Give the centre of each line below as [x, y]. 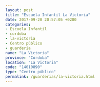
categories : [18, 24]
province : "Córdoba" [27, 58]
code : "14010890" [24, 67]
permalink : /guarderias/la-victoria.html [50, 77]
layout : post [19, 10]
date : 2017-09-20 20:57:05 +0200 [41, 19]
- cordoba [16, 34]
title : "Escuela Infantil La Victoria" [48, 15]
